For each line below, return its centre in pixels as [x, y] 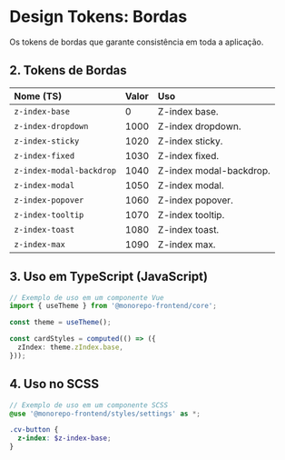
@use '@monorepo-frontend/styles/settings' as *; [105, 414]
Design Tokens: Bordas [98, 17]
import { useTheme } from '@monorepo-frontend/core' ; [113, 306]
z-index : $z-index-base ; [64, 438]
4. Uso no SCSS [54, 384]
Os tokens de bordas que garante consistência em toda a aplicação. [137, 42]
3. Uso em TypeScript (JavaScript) [109, 277]
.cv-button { [34, 430]
